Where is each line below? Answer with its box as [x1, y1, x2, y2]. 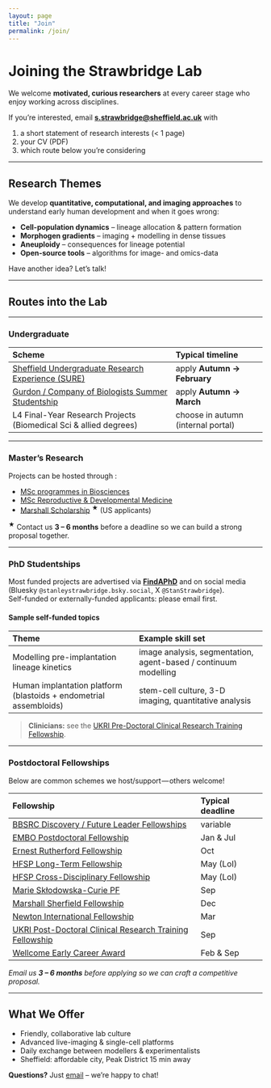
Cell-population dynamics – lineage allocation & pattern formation [19, 222, 242, 232]
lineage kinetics [12, 662, 73, 673]
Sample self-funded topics [8, 612, 100, 622]
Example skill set [138, 633, 206, 644]
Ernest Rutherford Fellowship [12, 845, 123, 856]
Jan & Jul [200, 832, 236, 843]
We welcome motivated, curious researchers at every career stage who [8, 88, 250, 98]
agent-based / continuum [138, 657, 237, 668]
